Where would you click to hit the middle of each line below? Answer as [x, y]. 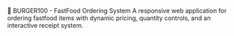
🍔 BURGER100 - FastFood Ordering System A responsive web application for [117, 11]
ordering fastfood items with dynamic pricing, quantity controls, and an [109, 18]
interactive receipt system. [45, 25]
